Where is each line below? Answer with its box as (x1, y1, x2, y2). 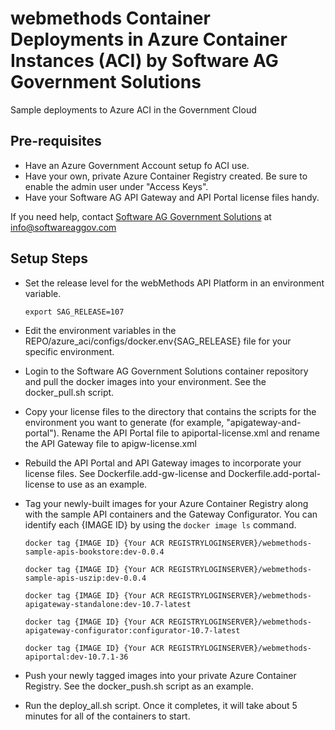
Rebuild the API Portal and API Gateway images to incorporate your (24, 457, 302, 469)
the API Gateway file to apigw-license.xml (24, 437, 197, 449)
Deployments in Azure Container (10, 28, 288, 51)
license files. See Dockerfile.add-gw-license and (24, 467, 227, 479)
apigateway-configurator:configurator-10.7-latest (24, 625, 241, 636)
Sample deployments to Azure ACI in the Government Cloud (10, 103, 257, 116)
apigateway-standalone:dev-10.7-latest (24, 599, 192, 609)
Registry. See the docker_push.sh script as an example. (24, 680, 254, 692)
